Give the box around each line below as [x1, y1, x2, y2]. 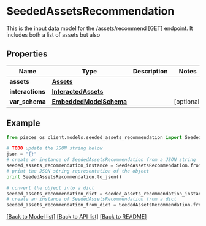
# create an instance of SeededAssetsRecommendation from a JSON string [6, 157, 196, 163]
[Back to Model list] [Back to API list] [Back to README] [6, 213, 147, 220]
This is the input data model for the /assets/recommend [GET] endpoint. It [6, 24, 193, 32]
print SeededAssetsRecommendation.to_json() [6, 173, 122, 180]
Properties [6, 49, 48, 59]
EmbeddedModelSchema [51, 97, 128, 105]
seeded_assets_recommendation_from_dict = [6, 202, 116, 208]
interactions [9, 87, 46, 96]
